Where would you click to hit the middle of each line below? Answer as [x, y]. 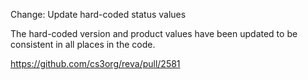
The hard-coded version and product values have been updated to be [154, 33]
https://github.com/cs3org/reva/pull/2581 [95, 63]
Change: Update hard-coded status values [98, 14]
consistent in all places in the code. [83, 44]
